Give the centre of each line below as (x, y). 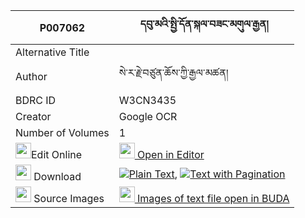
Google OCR (148, 116)
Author (31, 76)
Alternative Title (52, 52)
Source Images (69, 198)
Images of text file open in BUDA (213, 198)
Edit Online (57, 154)
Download (57, 176)
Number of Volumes (62, 132)
